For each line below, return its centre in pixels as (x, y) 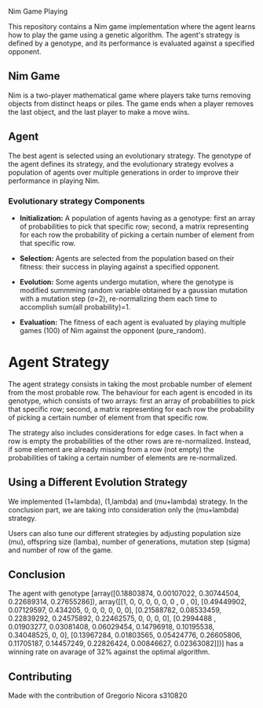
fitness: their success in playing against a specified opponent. (120, 266)
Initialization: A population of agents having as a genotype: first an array (137, 218)
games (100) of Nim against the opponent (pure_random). (113, 330)
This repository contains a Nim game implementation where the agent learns (132, 26)
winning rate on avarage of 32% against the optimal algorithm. (109, 652)
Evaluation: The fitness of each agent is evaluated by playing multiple (133, 322)
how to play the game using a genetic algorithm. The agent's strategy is (124, 35)
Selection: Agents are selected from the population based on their (127, 258)
